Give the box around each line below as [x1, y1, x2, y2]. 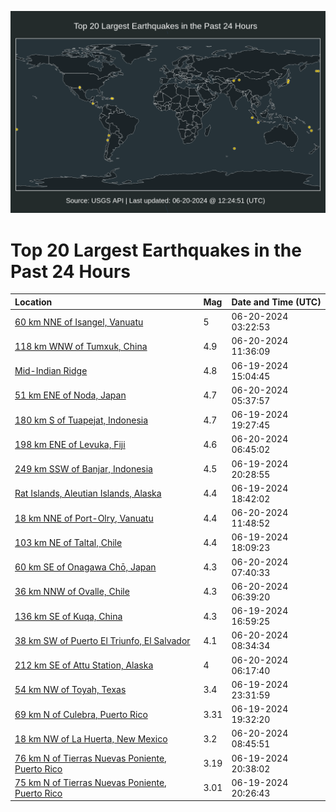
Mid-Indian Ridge [14, 365, 88, 377]
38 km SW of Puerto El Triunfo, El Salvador [14, 634, 191, 646]
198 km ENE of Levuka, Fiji [14, 438, 126, 450]
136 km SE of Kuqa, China [14, 610, 123, 622]
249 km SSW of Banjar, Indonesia [14, 463, 153, 475]
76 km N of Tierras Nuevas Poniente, [14, 752, 167, 764]
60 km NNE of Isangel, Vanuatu [14, 316, 144, 328]
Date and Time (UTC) [231, 296, 322, 308]
